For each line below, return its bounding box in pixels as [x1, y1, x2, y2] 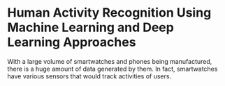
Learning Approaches [7, 35, 136, 50]
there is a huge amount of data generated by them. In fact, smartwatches [7, 64, 218, 73]
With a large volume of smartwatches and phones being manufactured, [7, 57, 212, 65]
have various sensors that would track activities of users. [7, 71, 172, 80]
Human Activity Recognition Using [7, 5, 212, 21]
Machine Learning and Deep [7, 19, 175, 35]
